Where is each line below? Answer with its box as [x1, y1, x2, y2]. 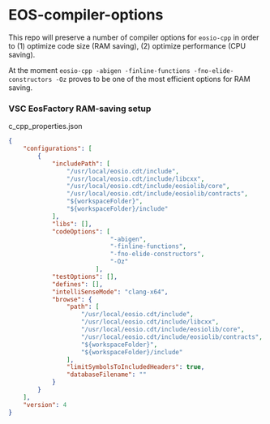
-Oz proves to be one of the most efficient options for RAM [55, 74, 251, 84]
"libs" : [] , [51, 220, 92, 228]
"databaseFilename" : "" [66, 370, 148, 379]
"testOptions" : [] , [51, 272, 118, 281]
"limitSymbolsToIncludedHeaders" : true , [66, 363, 205, 371]
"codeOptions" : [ [51, 227, 111, 236]
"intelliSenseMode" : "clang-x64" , [51, 288, 169, 296]
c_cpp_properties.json [8, 122, 83, 131]
